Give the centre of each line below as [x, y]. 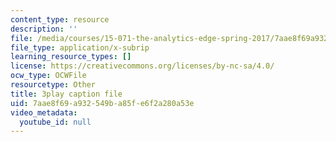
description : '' [44, 29]
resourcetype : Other [53, 85]
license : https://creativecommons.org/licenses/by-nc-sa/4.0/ [142, 66]
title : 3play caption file [66, 94]
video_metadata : [44, 112]
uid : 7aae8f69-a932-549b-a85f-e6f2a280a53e [102, 103]
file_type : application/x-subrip [80, 47]
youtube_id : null [55, 122]
